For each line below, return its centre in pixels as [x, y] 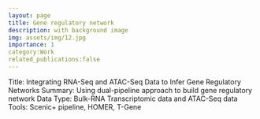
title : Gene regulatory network [61, 23]
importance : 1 [32, 45]
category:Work [32, 52]
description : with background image [68, 30]
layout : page [30, 15]
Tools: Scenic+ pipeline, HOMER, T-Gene [75, 106]
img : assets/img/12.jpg [47, 37]
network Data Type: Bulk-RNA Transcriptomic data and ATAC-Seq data [123, 99]
